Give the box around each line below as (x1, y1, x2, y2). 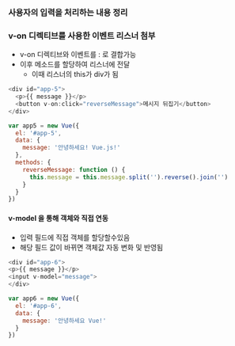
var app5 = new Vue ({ (8, 121, 80, 130)
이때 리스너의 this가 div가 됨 (31, 70, 119, 79)
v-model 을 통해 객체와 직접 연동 (8, 213, 109, 222)
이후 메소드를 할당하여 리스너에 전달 (19, 59, 131, 69)
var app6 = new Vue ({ (8, 295, 80, 302)
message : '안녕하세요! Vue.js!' (22, 144, 121, 152)
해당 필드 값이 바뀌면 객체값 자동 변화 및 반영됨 (19, 242, 164, 252)
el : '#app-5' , (15, 129, 62, 137)
